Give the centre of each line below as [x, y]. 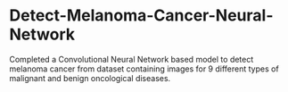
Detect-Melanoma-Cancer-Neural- [141, 16]
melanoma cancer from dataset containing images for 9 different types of [144, 69]
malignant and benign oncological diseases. [90, 78]
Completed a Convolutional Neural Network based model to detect [132, 59]
